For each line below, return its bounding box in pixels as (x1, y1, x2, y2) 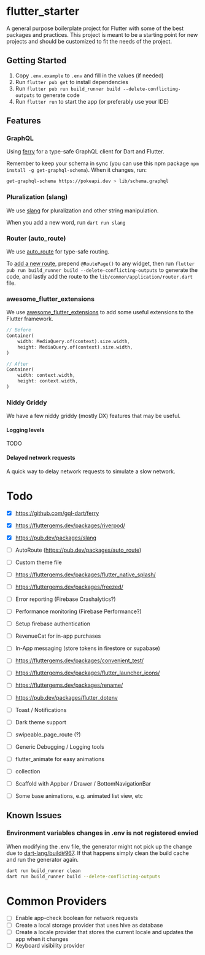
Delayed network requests (6, 454, 75, 462)
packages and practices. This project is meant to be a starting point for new (6, 31, 198, 38)
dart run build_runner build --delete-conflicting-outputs (6, 873, 161, 880)
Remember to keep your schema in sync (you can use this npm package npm (6, 160, 199, 167)
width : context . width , (17, 373, 75, 379)
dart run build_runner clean (6, 867, 81, 874)
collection (15, 767, 41, 775)
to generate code (36, 91, 80, 99)
